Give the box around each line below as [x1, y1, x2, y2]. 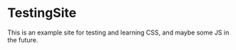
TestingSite [7, 5, 77, 21]
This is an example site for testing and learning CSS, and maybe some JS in [7, 28, 230, 37]
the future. [7, 35, 39, 44]
